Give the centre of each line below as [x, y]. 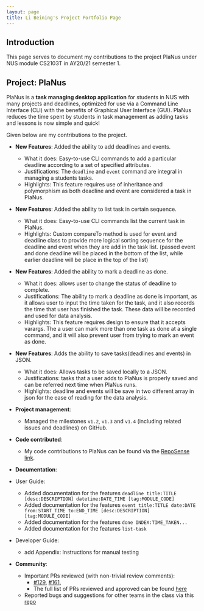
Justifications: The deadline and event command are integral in [103, 172]
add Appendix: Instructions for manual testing [81, 553]
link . [30, 458]
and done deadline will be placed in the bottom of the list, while [104, 253]
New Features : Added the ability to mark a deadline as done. [92, 272]
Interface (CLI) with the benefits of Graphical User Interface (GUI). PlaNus [99, 110]
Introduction [30, 42]
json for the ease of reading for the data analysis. [86, 398]
